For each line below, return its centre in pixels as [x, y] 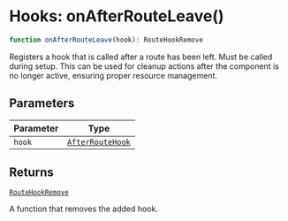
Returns [32, 173]
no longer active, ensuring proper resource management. [114, 75]
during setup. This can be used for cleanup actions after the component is [144, 66]
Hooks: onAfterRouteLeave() [117, 16]
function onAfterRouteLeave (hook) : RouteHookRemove [106, 40]
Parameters [42, 103]
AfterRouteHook [99, 142]
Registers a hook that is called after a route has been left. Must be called [141, 57]
